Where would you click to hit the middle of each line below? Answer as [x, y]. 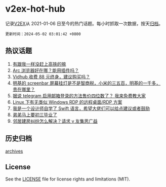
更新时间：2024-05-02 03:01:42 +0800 [43, 34]
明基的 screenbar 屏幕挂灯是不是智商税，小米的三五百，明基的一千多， [87, 83]
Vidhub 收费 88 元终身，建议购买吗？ [51, 77]
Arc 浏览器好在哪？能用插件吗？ [46, 70]
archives [14, 151]
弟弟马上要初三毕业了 [35, 115]
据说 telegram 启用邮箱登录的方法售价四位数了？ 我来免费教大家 [79, 96]
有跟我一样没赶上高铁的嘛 [39, 64]
